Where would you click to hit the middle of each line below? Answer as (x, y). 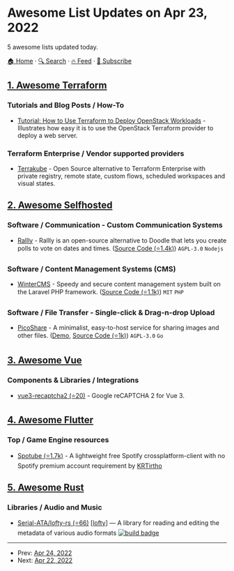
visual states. (36, 183)
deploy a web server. (47, 135)
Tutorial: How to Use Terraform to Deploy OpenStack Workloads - (111, 121)
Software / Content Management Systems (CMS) (92, 268)
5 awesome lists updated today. (53, 47)
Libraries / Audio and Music (55, 507)
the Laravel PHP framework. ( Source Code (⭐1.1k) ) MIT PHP (101, 291)
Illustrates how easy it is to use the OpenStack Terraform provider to (115, 128)
